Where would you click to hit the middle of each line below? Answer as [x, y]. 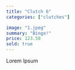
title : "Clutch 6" [29, 11]
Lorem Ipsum [22, 61]
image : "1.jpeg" [26, 28]
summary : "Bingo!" [29, 33]
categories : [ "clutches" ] [38, 17]
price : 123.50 [24, 39]
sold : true [19, 44]
